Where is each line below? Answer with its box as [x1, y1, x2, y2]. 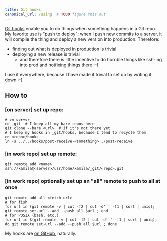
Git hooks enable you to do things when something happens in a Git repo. [5, 25, 156, 31]
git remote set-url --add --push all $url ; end [5, 208, 108, 213]
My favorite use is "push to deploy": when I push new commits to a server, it [5, 31, 162, 37]
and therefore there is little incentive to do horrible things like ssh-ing [19, 56, 162, 62]
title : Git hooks [5, 7, 41, 12]
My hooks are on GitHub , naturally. [5, 230, 77, 236]
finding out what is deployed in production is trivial [12, 46, 117, 52]
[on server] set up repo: [5, 106, 64, 113]
